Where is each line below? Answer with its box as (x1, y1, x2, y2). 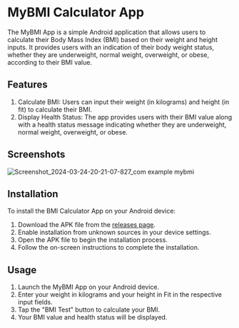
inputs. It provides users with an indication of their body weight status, (7, 43, 215, 51)
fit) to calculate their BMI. (17, 105, 93, 114)
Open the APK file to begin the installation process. (17, 236, 168, 244)
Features (7, 79, 48, 91)
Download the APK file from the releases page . (17, 221, 156, 229)
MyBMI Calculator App (7, 4, 145, 21)
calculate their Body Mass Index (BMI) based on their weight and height (7, 35, 218, 43)
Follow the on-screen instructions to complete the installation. (17, 243, 200, 252)
